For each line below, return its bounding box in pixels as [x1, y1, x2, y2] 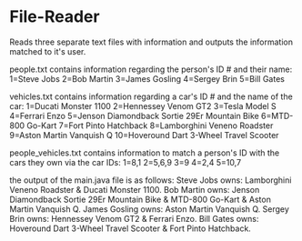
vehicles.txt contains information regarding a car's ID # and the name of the [9, 91, 293, 102]
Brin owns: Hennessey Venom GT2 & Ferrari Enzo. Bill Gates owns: [9, 213, 259, 224]
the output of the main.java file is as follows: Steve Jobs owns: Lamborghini [9, 175, 292, 186]
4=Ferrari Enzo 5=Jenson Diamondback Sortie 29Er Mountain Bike [9, 110, 259, 121]
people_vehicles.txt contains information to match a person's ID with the [9, 147, 280, 158]
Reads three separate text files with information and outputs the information [9, 36, 294, 47]
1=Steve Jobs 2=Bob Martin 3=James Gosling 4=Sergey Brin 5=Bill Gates [9, 73, 285, 84]
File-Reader [9, 6, 100, 27]
